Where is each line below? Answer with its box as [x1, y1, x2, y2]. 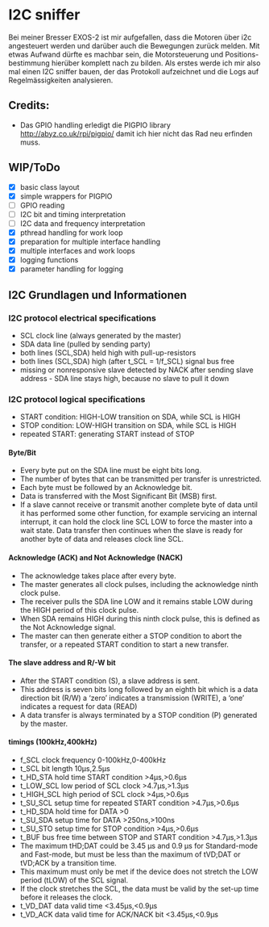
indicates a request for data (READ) [19, 701, 138, 711]
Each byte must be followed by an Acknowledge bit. [19, 483, 193, 493]
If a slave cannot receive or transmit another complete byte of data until [19, 500, 258, 510]
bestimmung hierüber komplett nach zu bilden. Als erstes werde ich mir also [8, 58, 261, 68]
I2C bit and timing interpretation [19, 209, 126, 219]
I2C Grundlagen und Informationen [8, 288, 188, 302]
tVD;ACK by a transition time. [19, 858, 117, 867]
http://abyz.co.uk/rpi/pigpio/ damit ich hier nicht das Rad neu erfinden [19, 128, 253, 138]
